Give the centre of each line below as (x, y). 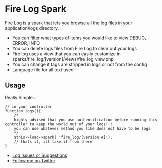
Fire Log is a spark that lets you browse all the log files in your (69, 23)
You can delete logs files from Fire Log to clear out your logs (75, 48)
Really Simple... (21, 97)
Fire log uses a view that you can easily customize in (66, 54)
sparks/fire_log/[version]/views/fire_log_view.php (63, 59)
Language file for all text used (43, 70)
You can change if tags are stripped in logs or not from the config (80, 64)
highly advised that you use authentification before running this (85, 120)
